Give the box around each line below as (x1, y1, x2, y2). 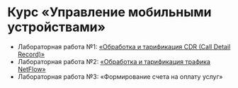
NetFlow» (17, 65, 46, 73)
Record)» (17, 50, 45, 58)
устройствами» (7, 19, 106, 35)
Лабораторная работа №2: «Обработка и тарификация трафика (17, 57, 211, 65)
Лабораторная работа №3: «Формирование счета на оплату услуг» (17, 72, 223, 81)
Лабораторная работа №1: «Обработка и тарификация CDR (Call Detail (17, 42, 231, 51)
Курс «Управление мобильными (7, 4, 212, 20)
